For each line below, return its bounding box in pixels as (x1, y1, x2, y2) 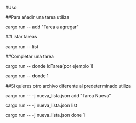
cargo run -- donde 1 (5, 73, 49, 79)
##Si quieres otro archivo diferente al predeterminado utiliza (5, 83, 131, 89)
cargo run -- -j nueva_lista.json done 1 (5, 112, 85, 118)
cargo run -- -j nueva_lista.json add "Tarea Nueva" (5, 93, 111, 98)
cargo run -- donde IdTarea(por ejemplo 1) (5, 63, 94, 69)
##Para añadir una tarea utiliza (5, 14, 70, 20)
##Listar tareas (5, 34, 37, 39)
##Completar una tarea (5, 53, 54, 59)
